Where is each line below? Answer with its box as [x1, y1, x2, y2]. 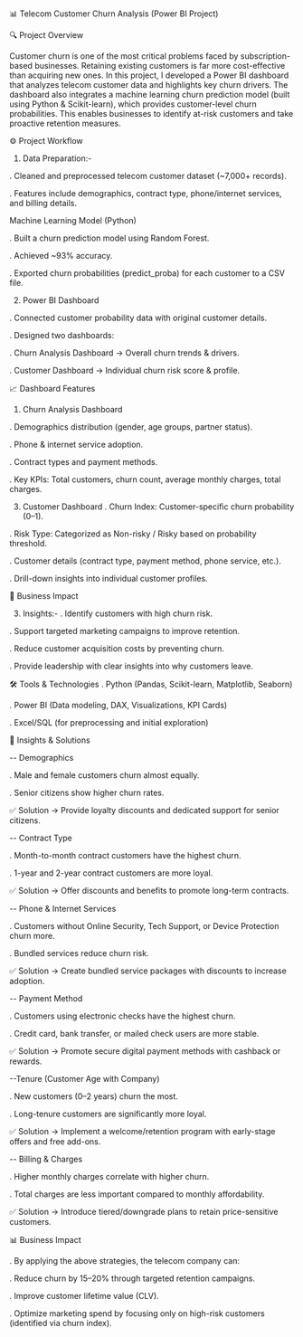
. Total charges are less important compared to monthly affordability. [9, 1189, 265, 1200]
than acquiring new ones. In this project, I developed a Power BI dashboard [9, 70, 289, 81]
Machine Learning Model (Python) [9, 215, 137, 225]
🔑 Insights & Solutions [9, 735, 90, 745]
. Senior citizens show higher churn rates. [9, 787, 165, 798]
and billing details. [9, 198, 78, 208]
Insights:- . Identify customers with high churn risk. [22, 608, 213, 619]
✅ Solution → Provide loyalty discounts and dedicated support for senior [9, 805, 280, 815]
